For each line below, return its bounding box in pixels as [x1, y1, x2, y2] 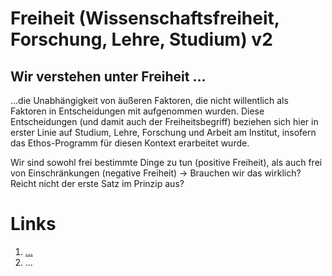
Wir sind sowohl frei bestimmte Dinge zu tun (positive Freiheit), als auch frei [10, 157, 323, 168]
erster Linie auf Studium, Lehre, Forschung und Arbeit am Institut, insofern [10, 127, 317, 138]
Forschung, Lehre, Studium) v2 [10, 28, 273, 51]
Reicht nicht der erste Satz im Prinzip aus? [10, 178, 185, 189]
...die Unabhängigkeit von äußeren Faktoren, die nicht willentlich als [10, 95, 289, 106]
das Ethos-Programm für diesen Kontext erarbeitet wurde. [10, 137, 250, 149]
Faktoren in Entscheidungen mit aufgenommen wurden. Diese [10, 105, 265, 117]
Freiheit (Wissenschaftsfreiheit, [10, 7, 280, 30]
